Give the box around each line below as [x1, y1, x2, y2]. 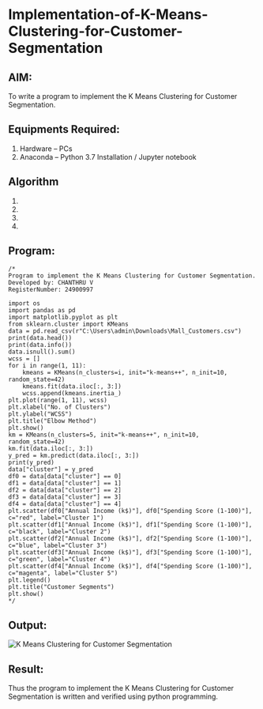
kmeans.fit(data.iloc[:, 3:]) [22, 383, 122, 390]
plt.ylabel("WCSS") [8, 410, 73, 418]
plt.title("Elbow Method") [8, 417, 97, 425]
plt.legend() [8, 576, 51, 584]
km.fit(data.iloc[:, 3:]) [8, 445, 93, 453]
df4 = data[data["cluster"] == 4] [8, 500, 122, 508]
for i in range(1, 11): [8, 362, 87, 370]
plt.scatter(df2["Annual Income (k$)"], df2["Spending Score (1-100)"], [8, 535, 253, 543]
